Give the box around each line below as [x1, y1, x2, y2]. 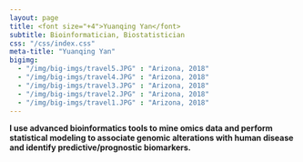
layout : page [9, 13, 59, 23]
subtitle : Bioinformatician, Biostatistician [9, 30, 185, 39]
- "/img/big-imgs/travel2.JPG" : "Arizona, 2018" [17, 89, 209, 98]
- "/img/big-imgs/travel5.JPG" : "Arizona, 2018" [17, 65, 209, 74]
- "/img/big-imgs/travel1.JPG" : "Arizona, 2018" [17, 97, 209, 107]
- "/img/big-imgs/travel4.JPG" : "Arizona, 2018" [17, 73, 209, 82]
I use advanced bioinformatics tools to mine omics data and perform [9, 123, 273, 134]
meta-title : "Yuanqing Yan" [9, 47, 116, 56]
